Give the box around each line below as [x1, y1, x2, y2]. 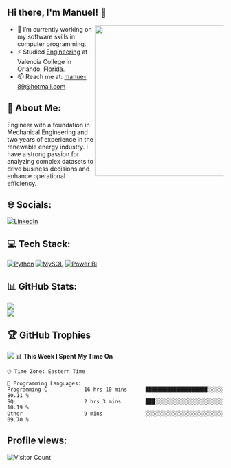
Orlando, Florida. [16, 65, 65, 73]
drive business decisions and [7, 164, 90, 173]
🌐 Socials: [7, 199, 52, 211]
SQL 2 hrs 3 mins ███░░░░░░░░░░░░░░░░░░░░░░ [7, 398, 223, 405]
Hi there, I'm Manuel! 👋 [7, 7, 107, 19]
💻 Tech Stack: [7, 238, 71, 250]
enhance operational [7, 171, 66, 180]
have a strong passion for [7, 149, 80, 158]
